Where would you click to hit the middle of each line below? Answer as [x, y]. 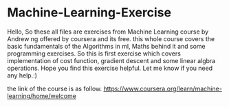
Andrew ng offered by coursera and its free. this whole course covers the [111, 38]
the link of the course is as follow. [54, 88]
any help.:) [22, 75]
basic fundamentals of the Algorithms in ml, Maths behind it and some [106, 46]
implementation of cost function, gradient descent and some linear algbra [111, 60]
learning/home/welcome [42, 96]
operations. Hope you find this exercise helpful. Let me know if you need [110, 68]
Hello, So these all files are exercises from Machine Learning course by [108, 32]
